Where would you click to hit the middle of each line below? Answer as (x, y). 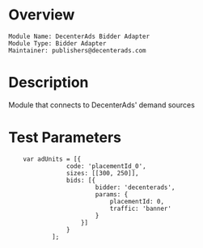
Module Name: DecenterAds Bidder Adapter (79, 36)
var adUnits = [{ (52, 159)
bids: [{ (80, 180)
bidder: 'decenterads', (135, 187)
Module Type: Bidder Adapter (57, 43)
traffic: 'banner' (141, 208)
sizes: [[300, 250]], (102, 173)
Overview (42, 15)
